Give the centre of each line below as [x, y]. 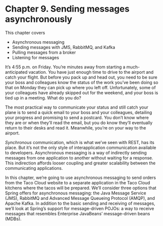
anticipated [16, 72]
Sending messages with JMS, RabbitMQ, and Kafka [63, 47]
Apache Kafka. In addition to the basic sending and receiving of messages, [80, 203]
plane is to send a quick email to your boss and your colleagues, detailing [79, 112]
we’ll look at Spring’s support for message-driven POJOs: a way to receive [80, 208]
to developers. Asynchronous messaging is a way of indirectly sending [76, 153]
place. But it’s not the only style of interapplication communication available [81, 147]
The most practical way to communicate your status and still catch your [77, 107]
